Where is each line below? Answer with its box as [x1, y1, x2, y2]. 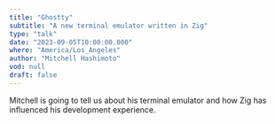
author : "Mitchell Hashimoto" [9, 54, 122, 63]
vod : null [9, 63, 46, 72]
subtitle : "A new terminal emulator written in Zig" [9, 21, 208, 30]
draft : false [9, 71, 58, 80]
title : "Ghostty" [9, 12, 74, 22]
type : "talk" [9, 29, 58, 38]
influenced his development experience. [9, 104, 157, 115]
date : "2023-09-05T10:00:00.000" [9, 37, 133, 47]
